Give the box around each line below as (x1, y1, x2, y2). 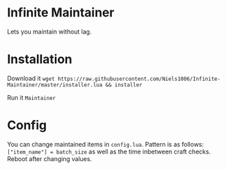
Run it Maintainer (7, 93, 56, 101)
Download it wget (7, 74, 55, 82)
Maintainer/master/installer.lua (7, 81, 103, 88)
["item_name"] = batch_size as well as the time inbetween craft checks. (7, 147, 211, 156)
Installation (7, 51, 73, 67)
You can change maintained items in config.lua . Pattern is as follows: (7, 140, 204, 148)
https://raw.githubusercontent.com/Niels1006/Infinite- (57, 75, 221, 82)
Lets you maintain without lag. (7, 27, 92, 36)
